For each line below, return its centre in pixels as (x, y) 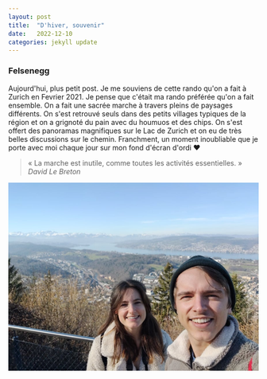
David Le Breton (54, 171)
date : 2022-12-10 (41, 33)
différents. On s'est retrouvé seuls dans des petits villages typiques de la (127, 113)
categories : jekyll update (53, 42)
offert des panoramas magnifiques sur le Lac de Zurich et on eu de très (125, 131)
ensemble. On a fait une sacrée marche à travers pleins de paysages (120, 105)
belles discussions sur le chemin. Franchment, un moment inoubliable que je (133, 139)
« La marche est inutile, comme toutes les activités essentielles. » (135, 162)
